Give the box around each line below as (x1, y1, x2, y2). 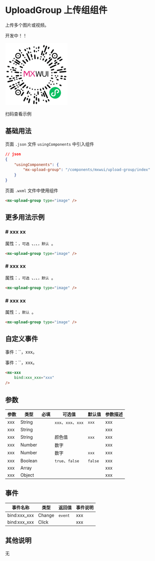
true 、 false (54, 458, 80, 464)
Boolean (20, 457, 37, 464)
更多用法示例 (5, 213, 45, 222)
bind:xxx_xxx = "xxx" (14, 375, 55, 380)
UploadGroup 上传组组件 (5, 4, 108, 16)
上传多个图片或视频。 (5, 22, 49, 28)
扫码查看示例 (5, 111, 31, 117)
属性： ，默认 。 (5, 309, 36, 315)
